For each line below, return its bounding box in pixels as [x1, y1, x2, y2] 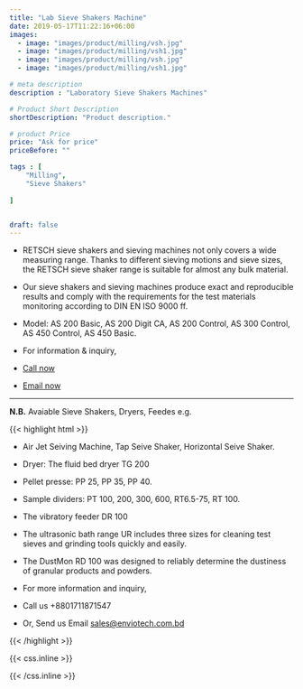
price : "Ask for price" [9, 137, 99, 147]
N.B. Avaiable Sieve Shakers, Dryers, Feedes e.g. [9, 406, 192, 417]
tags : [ [9, 163, 42, 172]
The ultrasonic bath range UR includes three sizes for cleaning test [22, 529, 271, 540]
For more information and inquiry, [22, 583, 147, 594]
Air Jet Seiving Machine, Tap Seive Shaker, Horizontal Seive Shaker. [22, 442, 275, 452]
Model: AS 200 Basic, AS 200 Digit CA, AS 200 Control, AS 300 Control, [22, 318, 290, 330]
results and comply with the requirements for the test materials [22, 291, 256, 303]
